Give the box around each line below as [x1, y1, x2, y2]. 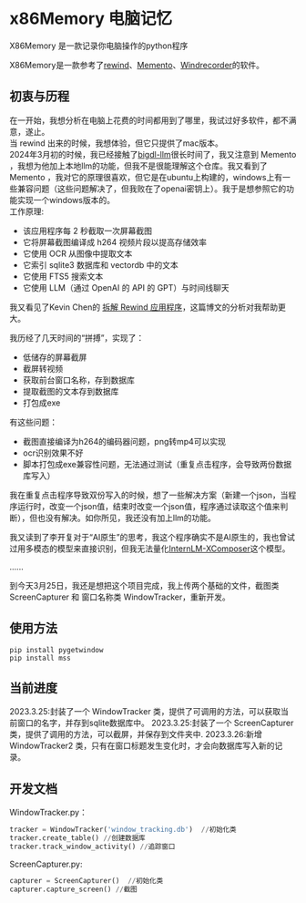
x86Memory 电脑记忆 [9, 8, 173, 29]
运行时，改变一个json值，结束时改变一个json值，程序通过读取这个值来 [16, 500, 280, 511]
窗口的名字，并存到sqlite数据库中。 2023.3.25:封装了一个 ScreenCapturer [16, 717, 294, 729]
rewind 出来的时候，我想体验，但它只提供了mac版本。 [19, 138, 223, 149]
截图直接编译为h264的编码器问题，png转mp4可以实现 [22, 436, 226, 446]
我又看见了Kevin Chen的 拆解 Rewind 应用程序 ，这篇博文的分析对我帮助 [9, 302, 279, 313]
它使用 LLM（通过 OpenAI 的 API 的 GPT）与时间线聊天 [22, 282, 229, 292]
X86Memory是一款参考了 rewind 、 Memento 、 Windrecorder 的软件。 [9, 59, 265, 70]
